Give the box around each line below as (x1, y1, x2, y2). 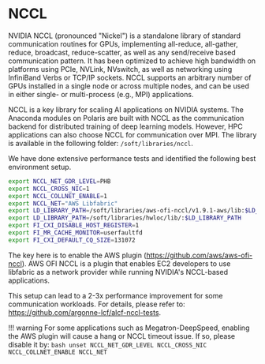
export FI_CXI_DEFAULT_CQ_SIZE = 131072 (8, 236, 136, 244)
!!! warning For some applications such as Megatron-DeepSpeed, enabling (8, 323, 250, 332)
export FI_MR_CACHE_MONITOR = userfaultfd (8, 229, 144, 237)
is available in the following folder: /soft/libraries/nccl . (8, 138, 193, 148)
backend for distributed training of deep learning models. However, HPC (8, 122, 243, 131)
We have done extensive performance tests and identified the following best (8, 153, 256, 163)
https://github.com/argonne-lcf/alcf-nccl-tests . (8, 307, 162, 317)
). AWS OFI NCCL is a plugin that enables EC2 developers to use (21, 258, 231, 268)
